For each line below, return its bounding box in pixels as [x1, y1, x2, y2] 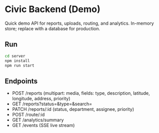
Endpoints [5, 77, 38, 85]
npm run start [5, 63, 35, 68]
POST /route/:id [12, 112, 45, 118]
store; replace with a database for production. [5, 25, 101, 31]
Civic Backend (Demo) [5, 4, 101, 15]
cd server [5, 53, 26, 58]
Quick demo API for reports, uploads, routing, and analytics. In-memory [5, 20, 154, 26]
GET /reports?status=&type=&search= [12, 101, 92, 107]
